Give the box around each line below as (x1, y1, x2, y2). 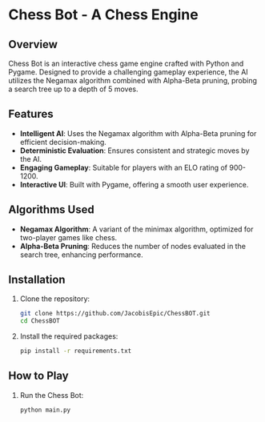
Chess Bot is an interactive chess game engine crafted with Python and (8, 58, 244, 68)
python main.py (19, 406, 71, 414)
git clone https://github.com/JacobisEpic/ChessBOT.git (19, 310, 211, 318)
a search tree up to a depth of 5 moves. (8, 84, 139, 94)
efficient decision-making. (19, 137, 106, 147)
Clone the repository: (19, 294, 90, 303)
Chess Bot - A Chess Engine (8, 6, 199, 24)
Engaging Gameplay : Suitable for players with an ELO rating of (19, 163, 228, 172)
